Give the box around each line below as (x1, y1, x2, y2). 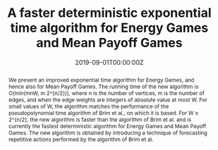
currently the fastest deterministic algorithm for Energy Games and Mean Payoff (8, 122, 207, 130)
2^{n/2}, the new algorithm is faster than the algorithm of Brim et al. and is (8, 115, 192, 123)
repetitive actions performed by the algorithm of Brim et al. (8, 135, 154, 143)
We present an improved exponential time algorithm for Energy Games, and (8, 76, 195, 84)
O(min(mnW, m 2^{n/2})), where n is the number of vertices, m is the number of (8, 89, 205, 96)
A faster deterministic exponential (7, 5, 212, 21)
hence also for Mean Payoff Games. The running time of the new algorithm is (8, 82, 199, 90)
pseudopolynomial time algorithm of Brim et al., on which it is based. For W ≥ (8, 109, 199, 117)
